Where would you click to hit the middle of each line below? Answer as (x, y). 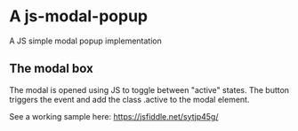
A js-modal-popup (79, 16)
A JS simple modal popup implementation (85, 41)
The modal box (51, 69)
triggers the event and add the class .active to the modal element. (129, 99)
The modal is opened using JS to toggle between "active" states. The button (149, 89)
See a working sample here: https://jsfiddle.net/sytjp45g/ (114, 116)
